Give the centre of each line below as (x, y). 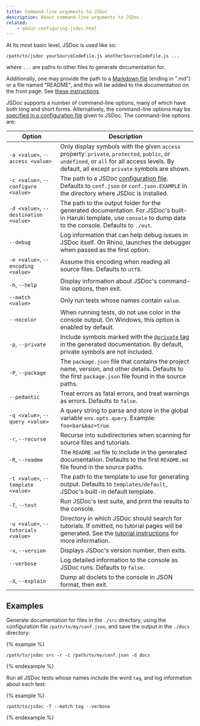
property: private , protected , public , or (115, 154)
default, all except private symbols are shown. (125, 169)
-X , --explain (28, 581)
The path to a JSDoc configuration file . (114, 179)
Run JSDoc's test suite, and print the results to (125, 502)
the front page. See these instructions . (53, 91)
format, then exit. (84, 585)
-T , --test (23, 505)
